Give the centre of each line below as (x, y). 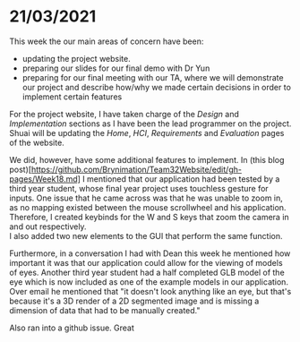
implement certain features (72, 97)
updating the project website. (77, 58)
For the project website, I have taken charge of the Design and (124, 114)
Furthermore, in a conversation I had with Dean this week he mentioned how (150, 253)
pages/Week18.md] (45, 179)
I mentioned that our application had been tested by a (181, 179)
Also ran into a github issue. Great (72, 328)
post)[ (21, 169)
